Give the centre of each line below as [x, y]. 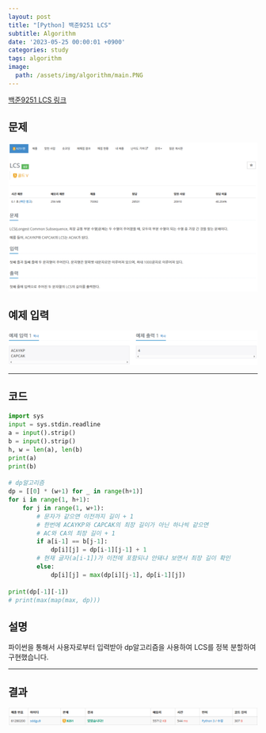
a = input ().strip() [42, 433]
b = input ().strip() [42, 441]
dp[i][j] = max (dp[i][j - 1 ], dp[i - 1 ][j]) [118, 575]
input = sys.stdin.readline [55, 425]
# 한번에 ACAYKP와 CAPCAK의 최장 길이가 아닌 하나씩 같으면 [123, 525]
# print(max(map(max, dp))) [55, 600]
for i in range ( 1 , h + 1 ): [49, 500]
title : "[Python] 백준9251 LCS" [60, 25]
